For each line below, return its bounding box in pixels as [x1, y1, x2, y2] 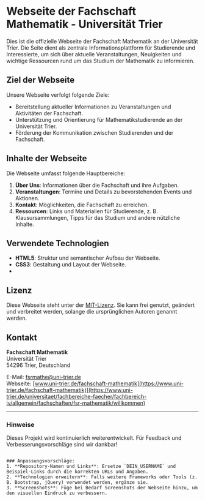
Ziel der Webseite [6, 75, 75, 85]
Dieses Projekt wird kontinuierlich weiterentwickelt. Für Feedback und [6, 434, 182, 442]
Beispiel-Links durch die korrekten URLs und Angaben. [6, 469, 149, 475]
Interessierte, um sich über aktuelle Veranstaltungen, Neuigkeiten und [6, 50, 182, 58]
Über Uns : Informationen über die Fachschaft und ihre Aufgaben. [15, 181, 179, 189]
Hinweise [6, 420, 35, 429]
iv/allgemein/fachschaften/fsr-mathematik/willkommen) [6, 399, 146, 407]
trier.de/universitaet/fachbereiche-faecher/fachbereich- [6, 393, 147, 400]
